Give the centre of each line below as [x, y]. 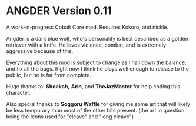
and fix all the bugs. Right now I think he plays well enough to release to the [98, 68]
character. [19, 92]
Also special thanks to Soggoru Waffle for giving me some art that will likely [98, 104]
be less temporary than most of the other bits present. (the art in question [95, 110]
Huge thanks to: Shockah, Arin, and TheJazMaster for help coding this [93, 86]
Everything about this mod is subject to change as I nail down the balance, [96, 62]
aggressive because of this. [40, 51]
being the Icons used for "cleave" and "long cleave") [70, 117]
